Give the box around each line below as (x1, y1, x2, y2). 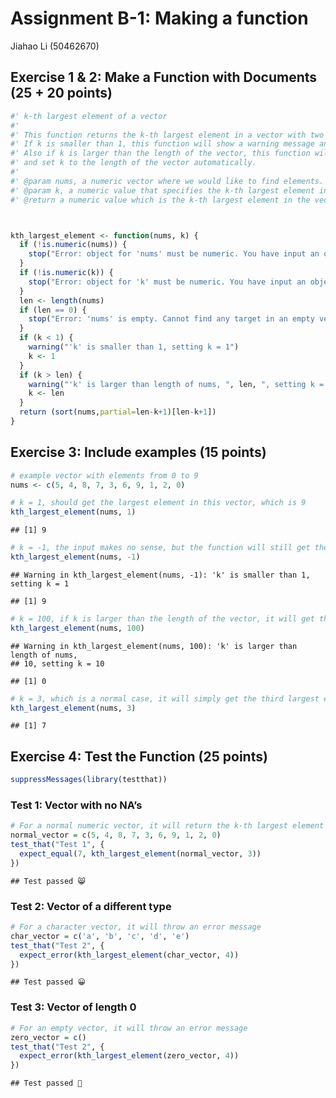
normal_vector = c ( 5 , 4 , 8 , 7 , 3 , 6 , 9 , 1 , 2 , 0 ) (10, 830, 222, 841)
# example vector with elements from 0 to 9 (10, 470, 199, 481)
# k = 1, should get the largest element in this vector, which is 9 (10, 498, 307, 508)
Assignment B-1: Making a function (10, 7, 309, 30)
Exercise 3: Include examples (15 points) (10, 444, 267, 461)
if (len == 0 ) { (19, 305, 87, 315)
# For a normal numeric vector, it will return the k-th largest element (10, 821, 325, 831)
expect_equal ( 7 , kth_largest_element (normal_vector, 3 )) (19, 849, 262, 859)
